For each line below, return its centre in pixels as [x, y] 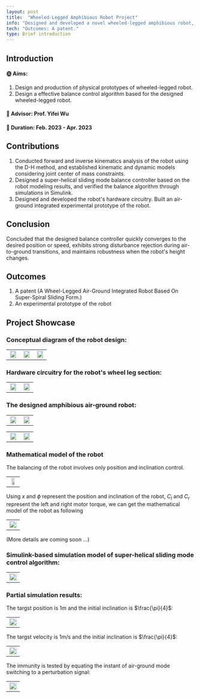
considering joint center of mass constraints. [70, 173]
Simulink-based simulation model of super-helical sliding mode [100, 555]
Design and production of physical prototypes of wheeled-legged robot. [104, 87]
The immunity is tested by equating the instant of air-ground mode [88, 666]
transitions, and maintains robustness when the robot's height [109, 251]
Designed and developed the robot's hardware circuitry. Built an [94, 199]
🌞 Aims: [17, 74]
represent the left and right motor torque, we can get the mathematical [93, 504]
